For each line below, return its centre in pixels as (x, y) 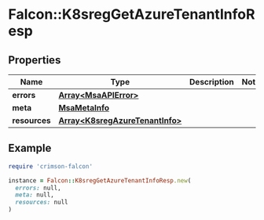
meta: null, (35, 195)
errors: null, (38, 188)
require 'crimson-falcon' (50, 166)
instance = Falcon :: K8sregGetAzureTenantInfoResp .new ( (100, 180)
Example (30, 148)
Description (212, 82)
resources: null (42, 202)
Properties (35, 60)
